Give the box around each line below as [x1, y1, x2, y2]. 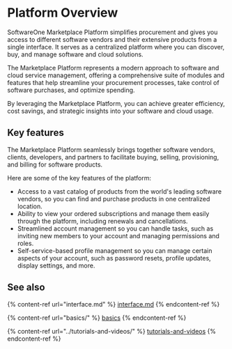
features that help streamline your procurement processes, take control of [7, 78, 219, 86]
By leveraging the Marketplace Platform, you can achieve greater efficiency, [7, 99, 225, 107]
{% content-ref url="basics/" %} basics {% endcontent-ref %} [7, 313, 187, 322]
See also [7, 281, 45, 293]
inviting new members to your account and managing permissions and [17, 231, 219, 240]
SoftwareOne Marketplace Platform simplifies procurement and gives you [7, 28, 218, 36]
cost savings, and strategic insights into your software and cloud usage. [7, 107, 214, 115]
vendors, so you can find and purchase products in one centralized [17, 194, 210, 203]
